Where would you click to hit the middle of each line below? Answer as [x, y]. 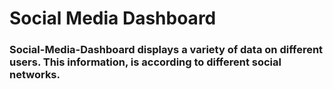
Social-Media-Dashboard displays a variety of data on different [166, 50]
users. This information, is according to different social [145, 62]
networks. [35, 75]
